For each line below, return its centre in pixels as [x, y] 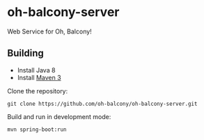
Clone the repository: [38, 91]
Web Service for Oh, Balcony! [49, 31]
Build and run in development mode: [59, 116]
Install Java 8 [36, 70]
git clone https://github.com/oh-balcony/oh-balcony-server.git [102, 104]
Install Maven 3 [39, 77]
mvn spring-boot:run [37, 130]
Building [25, 53]
